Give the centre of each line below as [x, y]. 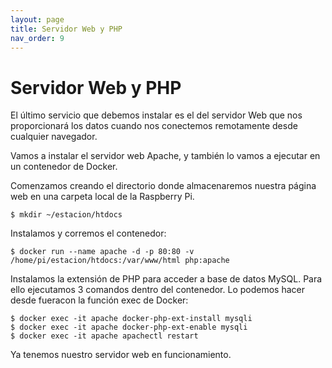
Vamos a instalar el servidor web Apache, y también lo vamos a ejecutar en [165, 156]
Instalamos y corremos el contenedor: [88, 233]
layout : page [37, 19]
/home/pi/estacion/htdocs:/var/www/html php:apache [120, 261]
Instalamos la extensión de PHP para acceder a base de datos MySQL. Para [166, 279]
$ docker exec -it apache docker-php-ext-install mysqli [131, 319]
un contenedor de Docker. [64, 167]
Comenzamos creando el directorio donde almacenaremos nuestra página [163, 186]
